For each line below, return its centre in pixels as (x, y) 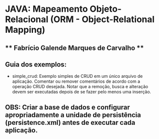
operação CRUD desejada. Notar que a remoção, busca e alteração (80, 87)
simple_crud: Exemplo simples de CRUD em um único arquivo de (77, 76)
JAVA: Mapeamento (46, 9)
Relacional (27, 19)
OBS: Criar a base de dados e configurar (68, 107)
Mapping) (25, 30)
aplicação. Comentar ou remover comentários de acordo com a (76, 81)
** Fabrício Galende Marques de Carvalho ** (75, 48)
